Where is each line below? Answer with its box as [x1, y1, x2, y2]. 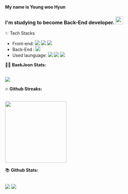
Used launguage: [12, 52, 47, 58]
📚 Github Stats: [5, 167, 38, 173]
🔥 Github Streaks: [5, 86, 43, 92]
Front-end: [12, 40, 34, 46]
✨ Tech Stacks [5, 30, 35, 36]
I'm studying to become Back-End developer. [5, 19, 115, 26]
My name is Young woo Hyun [5, 4, 66, 10]
